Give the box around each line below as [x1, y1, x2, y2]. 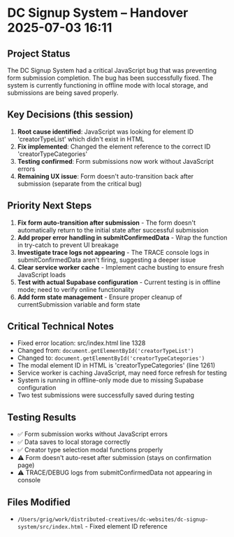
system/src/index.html [17, 524, 84, 531]
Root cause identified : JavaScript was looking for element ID [17, 127, 194, 136]
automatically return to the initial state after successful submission [17, 225, 209, 234]
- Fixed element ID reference [85, 522, 168, 531]
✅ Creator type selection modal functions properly [17, 446, 163, 454]
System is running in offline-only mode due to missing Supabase [17, 376, 204, 384]
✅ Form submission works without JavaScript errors [17, 430, 168, 438]
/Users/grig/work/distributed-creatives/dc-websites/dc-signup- [17, 516, 209, 523]
